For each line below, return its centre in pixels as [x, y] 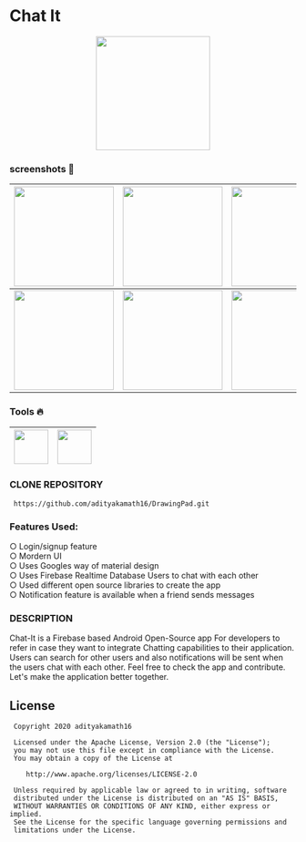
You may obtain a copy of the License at [93, 759]
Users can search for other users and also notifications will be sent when [147, 658]
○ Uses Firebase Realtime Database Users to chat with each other [134, 576]
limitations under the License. [75, 830]
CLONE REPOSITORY [56, 485]
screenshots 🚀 [42, 169]
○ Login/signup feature [53, 547]
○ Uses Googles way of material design [84, 566]
